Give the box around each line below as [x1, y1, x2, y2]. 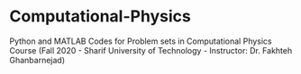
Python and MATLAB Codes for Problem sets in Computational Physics [9, 36, 272, 46]
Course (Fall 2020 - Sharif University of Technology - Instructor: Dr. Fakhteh [9, 45, 293, 55]
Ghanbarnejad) [9, 54, 66, 65]
